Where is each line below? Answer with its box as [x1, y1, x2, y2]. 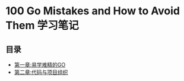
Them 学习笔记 [5, 19, 79, 32]
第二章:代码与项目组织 [14, 68, 68, 76]
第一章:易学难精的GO [14, 61, 66, 68]
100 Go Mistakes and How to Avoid [5, 4, 180, 18]
